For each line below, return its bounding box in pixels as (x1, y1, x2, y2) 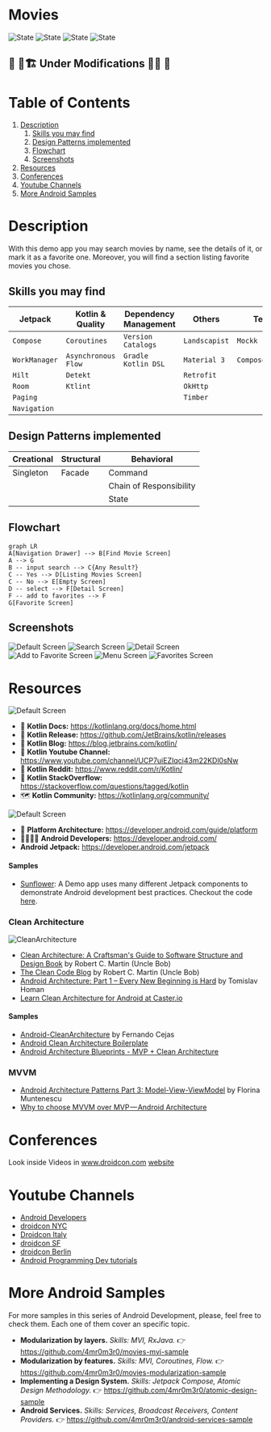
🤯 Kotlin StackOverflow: (19, 773, 103, 783)
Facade (60, 467, 90, 478)
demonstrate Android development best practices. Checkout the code (19, 887, 252, 897)
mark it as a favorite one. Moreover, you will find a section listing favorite (8, 252, 250, 262)
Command (108, 467, 148, 478)
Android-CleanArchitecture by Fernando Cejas (19, 1029, 175, 1040)
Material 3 (183, 356, 226, 365)
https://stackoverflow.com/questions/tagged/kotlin (19, 782, 190, 792)
